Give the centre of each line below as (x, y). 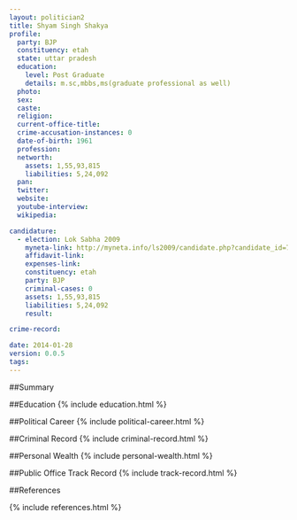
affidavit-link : (55, 256)
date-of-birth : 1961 (55, 141)
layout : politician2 (47, 17)
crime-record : (35, 330)
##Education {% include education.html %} (88, 404)
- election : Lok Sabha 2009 (69, 239)
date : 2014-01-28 (41, 345)
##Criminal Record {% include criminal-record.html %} (109, 439)
